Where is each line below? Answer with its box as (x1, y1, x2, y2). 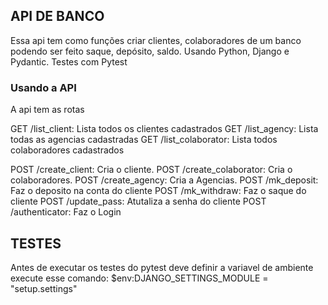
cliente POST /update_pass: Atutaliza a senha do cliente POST (10, 195, 267, 208)
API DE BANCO (10, 8, 105, 25)
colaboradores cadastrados (10, 144, 125, 156)
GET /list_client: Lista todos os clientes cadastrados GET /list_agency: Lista (10, 123, 319, 135)
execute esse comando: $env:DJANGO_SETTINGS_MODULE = (10, 272, 269, 284)
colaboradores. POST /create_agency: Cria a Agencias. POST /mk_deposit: (10, 174, 319, 186)
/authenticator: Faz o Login (10, 206, 122, 218)
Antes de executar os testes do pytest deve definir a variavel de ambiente (10, 261, 314, 273)
